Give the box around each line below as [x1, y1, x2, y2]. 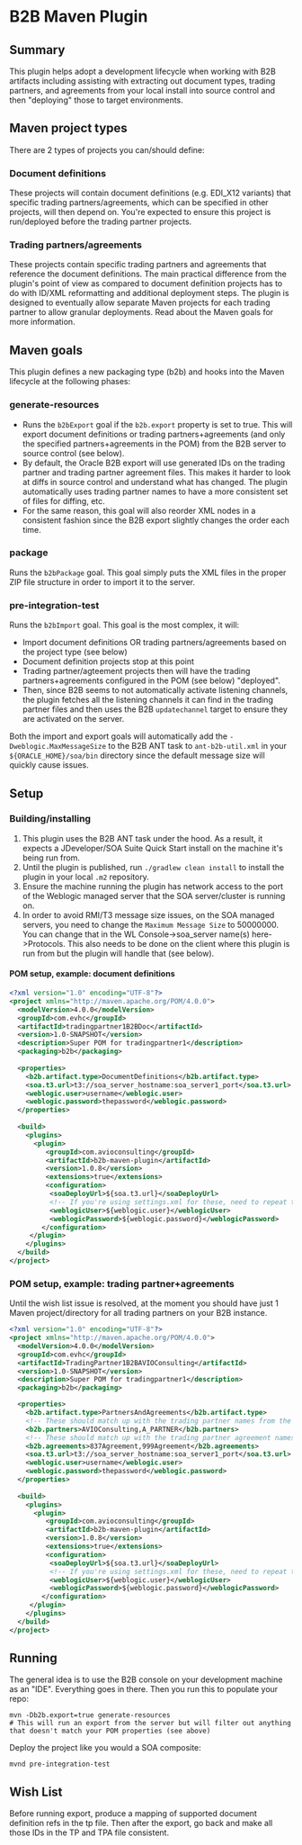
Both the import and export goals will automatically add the [9, 731, 227, 742]
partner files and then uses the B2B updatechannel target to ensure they [22, 704, 288, 715]
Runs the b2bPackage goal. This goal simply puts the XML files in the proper [9, 567, 287, 578]
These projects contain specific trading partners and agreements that [9, 259, 267, 270]
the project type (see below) [22, 646, 128, 658]
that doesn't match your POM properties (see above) [9, 1726, 211, 1736]
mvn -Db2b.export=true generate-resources [9, 1711, 171, 1720]
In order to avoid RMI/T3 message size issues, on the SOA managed [22, 909, 275, 920]
